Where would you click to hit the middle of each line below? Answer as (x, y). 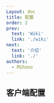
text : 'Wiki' (28, 34)
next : (13, 45)
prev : (13, 28)
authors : (17, 61)
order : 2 (17, 23)
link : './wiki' (30, 39)
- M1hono (22, 67)
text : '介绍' (27, 51)
